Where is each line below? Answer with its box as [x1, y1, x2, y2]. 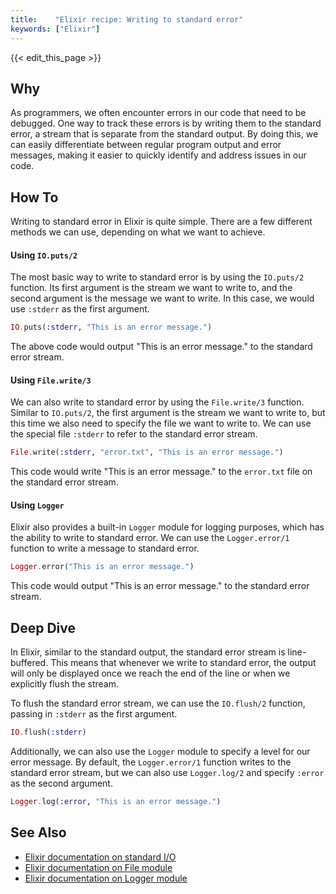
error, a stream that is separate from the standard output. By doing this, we [10, 128, 319, 140]
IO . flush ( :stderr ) [10, 727, 87, 738]
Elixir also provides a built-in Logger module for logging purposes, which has [10, 521, 325, 533]
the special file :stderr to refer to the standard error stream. [10, 428, 258, 440]
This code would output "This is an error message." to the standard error [10, 580, 310, 592]
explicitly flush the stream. [10, 678, 119, 690]
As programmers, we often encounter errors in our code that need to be [10, 107, 307, 119]
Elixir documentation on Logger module [24, 872, 188, 884]
